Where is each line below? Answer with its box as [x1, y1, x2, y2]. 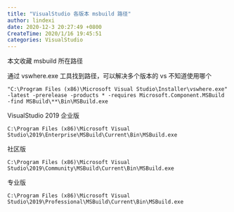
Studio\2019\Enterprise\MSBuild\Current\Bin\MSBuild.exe [7, 132, 178, 139]
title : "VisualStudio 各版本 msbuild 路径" [7, 10, 131, 18]
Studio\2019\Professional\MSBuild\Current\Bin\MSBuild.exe [7, 199, 184, 206]
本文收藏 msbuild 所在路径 [7, 57, 83, 66]
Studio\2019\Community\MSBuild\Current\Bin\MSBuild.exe [7, 165, 174, 173]
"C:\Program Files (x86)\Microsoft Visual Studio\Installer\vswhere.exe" [7, 86, 228, 93]
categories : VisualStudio [7, 37, 83, 44]
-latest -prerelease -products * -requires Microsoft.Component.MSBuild [7, 92, 225, 99]
